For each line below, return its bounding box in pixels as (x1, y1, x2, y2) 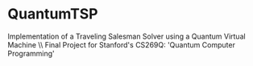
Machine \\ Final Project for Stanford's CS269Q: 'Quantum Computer (7, 39, 235, 49)
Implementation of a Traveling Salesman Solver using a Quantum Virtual (7, 31, 247, 41)
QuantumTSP (7, 5, 98, 23)
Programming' (7, 48, 56, 58)
